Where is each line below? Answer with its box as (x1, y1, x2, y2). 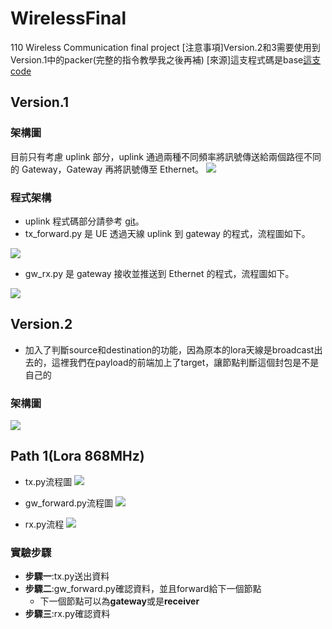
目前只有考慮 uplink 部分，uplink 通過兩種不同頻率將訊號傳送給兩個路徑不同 (10, 150, 322, 162)
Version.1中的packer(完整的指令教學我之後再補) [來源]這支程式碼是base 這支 (10, 53, 322, 66)
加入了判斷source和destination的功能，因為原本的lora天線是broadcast (24, 343, 315, 356)
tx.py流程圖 (24, 475, 73, 487)
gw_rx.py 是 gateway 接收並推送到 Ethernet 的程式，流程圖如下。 (24, 267, 295, 279)
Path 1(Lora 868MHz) (10, 448, 145, 465)
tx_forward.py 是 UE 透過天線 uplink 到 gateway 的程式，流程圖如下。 (24, 227, 311, 239)
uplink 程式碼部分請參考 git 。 (24, 215, 145, 227)
